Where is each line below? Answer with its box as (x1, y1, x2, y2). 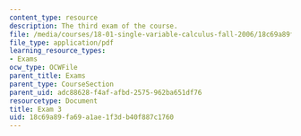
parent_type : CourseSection (9, 80, 115, 89)
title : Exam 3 (9, 105, 63, 114)
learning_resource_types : (9, 47, 106, 55)
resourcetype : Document (9, 96, 99, 106)
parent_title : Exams (9, 72, 87, 81)
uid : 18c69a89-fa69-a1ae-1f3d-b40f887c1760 (9, 113, 175, 122)
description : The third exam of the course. (9, 21, 178, 30)
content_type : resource (9, 13, 99, 22)
